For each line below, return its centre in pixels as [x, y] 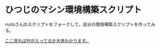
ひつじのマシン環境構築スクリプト [74, 10]
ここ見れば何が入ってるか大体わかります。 [48, 40]
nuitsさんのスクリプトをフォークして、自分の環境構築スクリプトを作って [78, 24]
